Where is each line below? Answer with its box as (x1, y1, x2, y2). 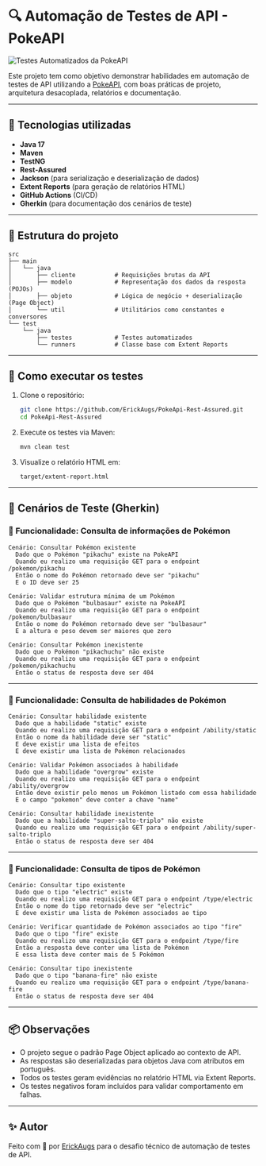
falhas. (19, 1090, 42, 1099)
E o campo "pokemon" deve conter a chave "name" (15, 796, 179, 804)
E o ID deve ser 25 (15, 578, 80, 586)
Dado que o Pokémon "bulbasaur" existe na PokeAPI (15, 599, 186, 607)
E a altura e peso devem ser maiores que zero (15, 627, 172, 635)
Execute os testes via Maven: (19, 427, 116, 438)
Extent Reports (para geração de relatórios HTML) (19, 181, 186, 191)
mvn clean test (19, 443, 70, 451)
